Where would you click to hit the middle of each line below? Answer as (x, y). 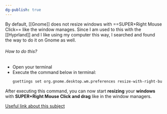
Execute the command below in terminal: (54, 72)
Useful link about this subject (35, 106)
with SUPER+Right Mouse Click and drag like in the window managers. (79, 96)
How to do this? (21, 51)
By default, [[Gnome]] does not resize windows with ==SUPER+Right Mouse (83, 24)
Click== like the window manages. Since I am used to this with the (73, 29)
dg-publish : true (23, 10)
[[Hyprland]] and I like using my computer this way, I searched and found (80, 34)
